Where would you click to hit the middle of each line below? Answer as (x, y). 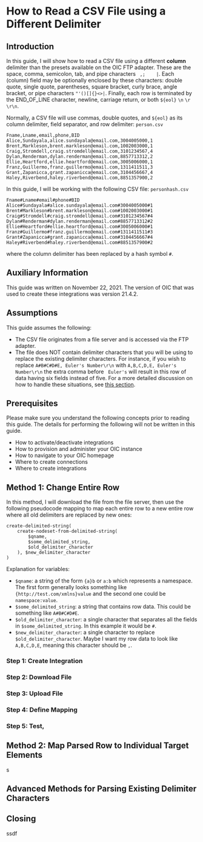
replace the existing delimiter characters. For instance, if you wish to (100, 358)
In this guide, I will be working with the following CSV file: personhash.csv (98, 189)
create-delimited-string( (39, 526)
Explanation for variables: (38, 569)
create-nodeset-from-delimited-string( (68, 532)
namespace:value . (36, 600)
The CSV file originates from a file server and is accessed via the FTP (102, 339)
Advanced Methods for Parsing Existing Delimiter (101, 789)
